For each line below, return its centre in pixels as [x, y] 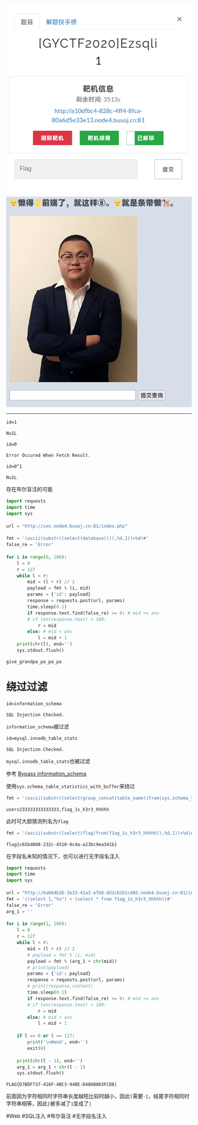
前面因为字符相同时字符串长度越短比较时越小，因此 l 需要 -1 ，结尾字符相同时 [98, 1096]
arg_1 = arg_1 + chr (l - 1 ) [51, 1067]
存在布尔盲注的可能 [29, 489]
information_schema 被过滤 [38, 726]
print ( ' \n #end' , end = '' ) [58, 1042]
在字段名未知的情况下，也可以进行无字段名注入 [63, 856]
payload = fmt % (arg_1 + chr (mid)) [72, 961]
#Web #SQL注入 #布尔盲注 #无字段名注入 [57, 1116]
